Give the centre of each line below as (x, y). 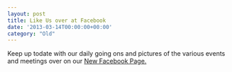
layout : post (27, 14)
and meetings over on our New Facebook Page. (77, 61)
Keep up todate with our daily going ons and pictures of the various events (116, 54)
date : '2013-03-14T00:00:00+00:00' (60, 27)
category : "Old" (31, 34)
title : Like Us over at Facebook (57, 20)
